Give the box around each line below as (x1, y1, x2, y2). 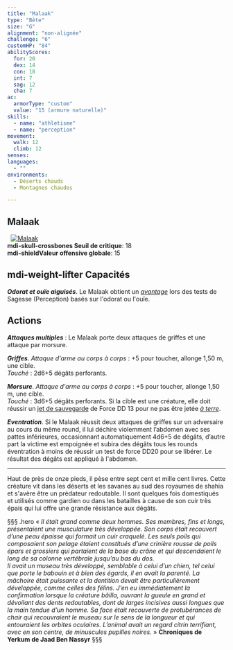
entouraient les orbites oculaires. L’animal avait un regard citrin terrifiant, (7, 620, 217, 629)
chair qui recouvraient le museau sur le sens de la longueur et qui (7, 613, 196, 621)
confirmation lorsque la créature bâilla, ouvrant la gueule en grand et (7, 590, 206, 599)
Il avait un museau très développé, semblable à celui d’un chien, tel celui (7, 561, 215, 570)
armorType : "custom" (13, 100, 73, 107)
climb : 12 (13, 146, 42, 152)
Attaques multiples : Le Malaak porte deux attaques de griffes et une (7, 333, 206, 342)
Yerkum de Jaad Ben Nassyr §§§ (7, 635, 103, 643)
